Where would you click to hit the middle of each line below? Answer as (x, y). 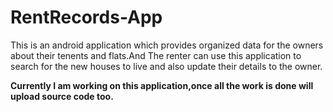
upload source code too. (62, 96)
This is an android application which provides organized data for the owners (167, 45)
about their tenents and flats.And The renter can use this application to (156, 55)
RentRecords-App (86, 17)
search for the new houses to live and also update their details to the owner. (166, 66)
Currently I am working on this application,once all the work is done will (162, 85)
